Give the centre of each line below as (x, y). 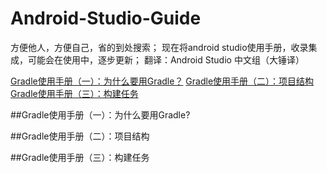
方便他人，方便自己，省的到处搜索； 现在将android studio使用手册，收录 (159, 47)
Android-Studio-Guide (106, 18)
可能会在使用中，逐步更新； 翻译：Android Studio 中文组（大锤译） (166, 59)
